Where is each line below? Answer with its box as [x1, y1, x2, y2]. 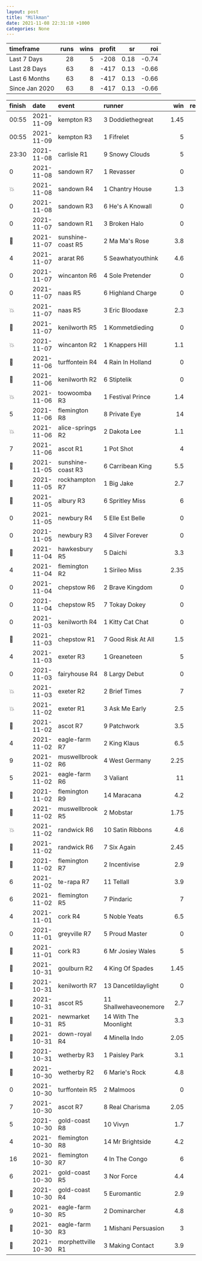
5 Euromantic [103, 1189, 141, 1198]
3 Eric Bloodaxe [103, 306, 148, 314]
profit [99, 45, 116, 53]
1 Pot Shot [103, 445, 133, 453]
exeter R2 [58, 687, 85, 696]
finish [9, 102, 26, 110]
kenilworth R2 [58, 375, 97, 384]
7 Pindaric [103, 895, 133, 904]
